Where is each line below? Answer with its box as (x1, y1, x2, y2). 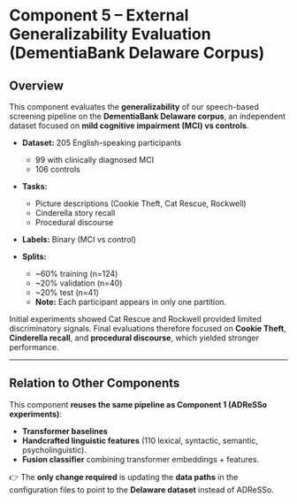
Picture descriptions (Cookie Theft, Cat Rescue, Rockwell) (34, 198, 247, 209)
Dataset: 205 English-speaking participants (21, 138, 182, 148)
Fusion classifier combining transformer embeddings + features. (21, 454, 259, 464)
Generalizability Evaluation (9, 24, 211, 44)
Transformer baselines (21, 425, 109, 436)
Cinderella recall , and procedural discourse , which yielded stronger (9, 332, 259, 343)
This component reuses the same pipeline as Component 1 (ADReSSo (9, 399, 268, 409)
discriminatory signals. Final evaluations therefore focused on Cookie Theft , (9, 324, 286, 333)
